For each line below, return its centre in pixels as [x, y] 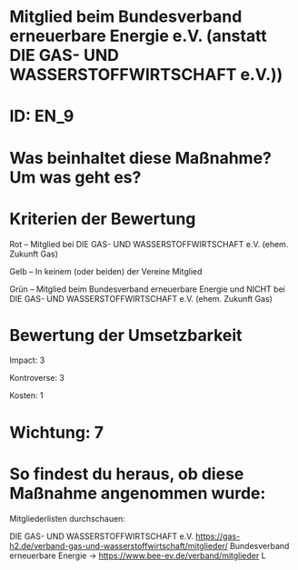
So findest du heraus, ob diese [127, 474]
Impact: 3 [27, 360]
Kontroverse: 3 [37, 378]
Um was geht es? [75, 177]
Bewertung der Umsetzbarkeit [126, 335]
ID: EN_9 [42, 116]
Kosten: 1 [26, 395]
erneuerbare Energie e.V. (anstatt [139, 36]
